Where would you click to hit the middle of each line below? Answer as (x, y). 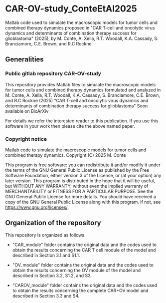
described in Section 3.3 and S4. (46, 296)
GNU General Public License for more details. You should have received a (81, 196)
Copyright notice (26, 139)
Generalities (24, 60)
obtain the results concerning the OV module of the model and (77, 270)
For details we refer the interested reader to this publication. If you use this (82, 121)
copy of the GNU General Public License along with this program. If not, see (83, 202)
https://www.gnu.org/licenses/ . (37, 207)
